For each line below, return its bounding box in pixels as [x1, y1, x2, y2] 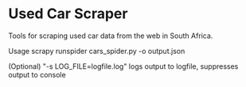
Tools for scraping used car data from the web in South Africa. [8, 31, 213, 40]
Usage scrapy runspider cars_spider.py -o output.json [8, 46, 185, 55]
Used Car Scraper [8, 5, 128, 23]
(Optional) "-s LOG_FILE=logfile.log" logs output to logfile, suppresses [8, 61, 239, 71]
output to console [8, 70, 66, 79]
